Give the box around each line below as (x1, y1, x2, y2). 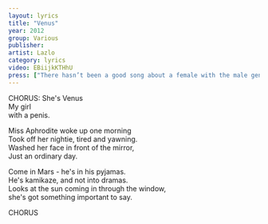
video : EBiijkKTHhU (8, 64, 73, 72)
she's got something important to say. (8, 192, 133, 202)
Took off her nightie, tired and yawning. (8, 134, 138, 144)
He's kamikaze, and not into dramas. (8, 175, 128, 185)
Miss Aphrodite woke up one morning (8, 126, 132, 135)
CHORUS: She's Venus (8, 93, 84, 102)
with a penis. (8, 110, 50, 120)
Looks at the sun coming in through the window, (8, 183, 166, 193)
